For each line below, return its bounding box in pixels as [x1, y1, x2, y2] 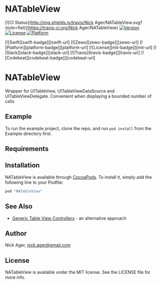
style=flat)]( [5, 24, 29, 30]
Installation [5, 161, 40, 170]
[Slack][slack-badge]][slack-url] [5, 50, 70, 56]
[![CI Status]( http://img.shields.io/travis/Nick [5, 19, 94, 25]
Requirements [5, 145, 49, 153]
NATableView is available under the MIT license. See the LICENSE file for [5, 269, 151, 275]
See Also [5, 202, 33, 210]
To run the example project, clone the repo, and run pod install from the [5, 125, 152, 131]
